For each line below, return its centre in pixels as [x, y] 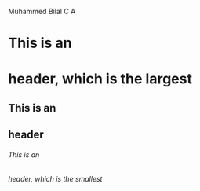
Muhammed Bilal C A [42, 11]
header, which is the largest [100, 79]
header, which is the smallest [55, 179]
